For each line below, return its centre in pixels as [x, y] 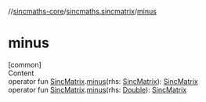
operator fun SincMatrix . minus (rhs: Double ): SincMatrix [98, 89]
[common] [25, 64]
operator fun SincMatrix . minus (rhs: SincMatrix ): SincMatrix [103, 81]
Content [21, 73]
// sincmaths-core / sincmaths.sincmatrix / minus [82, 11]
